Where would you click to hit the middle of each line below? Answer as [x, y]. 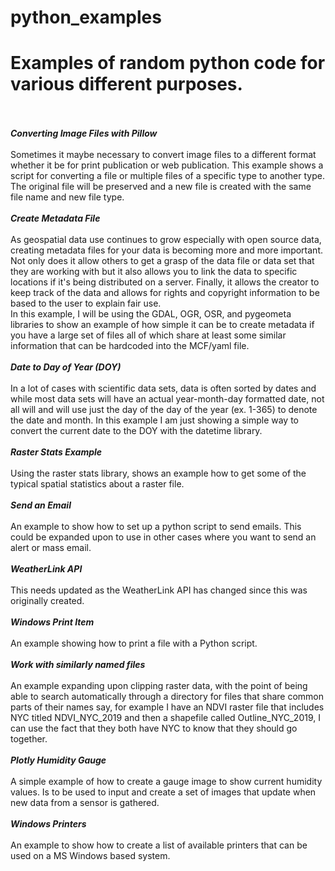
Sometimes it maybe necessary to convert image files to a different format [163, 155]
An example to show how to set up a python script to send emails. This [156, 527]
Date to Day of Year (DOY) [66, 367]
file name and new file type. [67, 197]
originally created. [47, 601]
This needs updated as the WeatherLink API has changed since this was [159, 590]
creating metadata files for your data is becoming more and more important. [166, 250]
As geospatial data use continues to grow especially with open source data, [166, 240]
